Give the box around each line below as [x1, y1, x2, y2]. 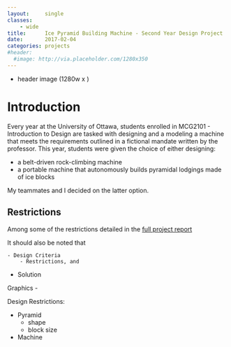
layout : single [7, 10, 64, 17]
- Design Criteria [7, 252, 61, 259]
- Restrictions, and [20, 258, 80, 265]
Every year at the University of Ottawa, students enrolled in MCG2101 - [7, 122, 211, 130]
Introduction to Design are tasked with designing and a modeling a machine [7, 130, 225, 138]
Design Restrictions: [7, 297, 65, 305]
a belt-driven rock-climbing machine [17, 157, 122, 166]
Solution [17, 270, 42, 279]
